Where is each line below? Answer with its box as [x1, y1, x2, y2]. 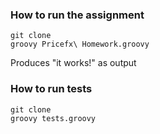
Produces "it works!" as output [10, 57, 137, 69]
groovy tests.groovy [10, 113, 97, 123]
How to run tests [10, 82, 93, 96]
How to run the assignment [10, 8, 145, 22]
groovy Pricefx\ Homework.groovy [10, 39, 150, 50]
